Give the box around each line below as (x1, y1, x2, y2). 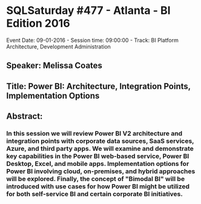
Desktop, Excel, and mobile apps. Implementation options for (6, 160, 189, 168)
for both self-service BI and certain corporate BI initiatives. (6, 190, 183, 199)
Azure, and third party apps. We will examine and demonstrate (6, 145, 194, 153)
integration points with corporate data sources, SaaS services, (6, 137, 194, 145)
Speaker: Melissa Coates (6, 61, 103, 71)
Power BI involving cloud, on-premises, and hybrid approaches (6, 167, 196, 176)
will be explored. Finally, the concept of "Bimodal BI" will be (6, 175, 185, 183)
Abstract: (6, 111, 43, 122)
